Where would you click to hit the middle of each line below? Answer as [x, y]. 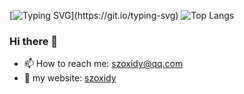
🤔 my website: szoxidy [70, 78]
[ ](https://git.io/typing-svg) [94, 15]
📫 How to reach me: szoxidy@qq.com [103, 64]
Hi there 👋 [34, 41]
